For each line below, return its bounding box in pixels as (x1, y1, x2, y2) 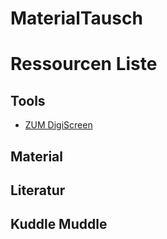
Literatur (10, 182, 66, 199)
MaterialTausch (10, 7, 143, 30)
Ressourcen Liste (10, 53, 158, 76)
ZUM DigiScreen (24, 119, 93, 131)
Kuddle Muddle (10, 216, 108, 233)
